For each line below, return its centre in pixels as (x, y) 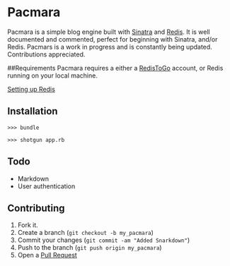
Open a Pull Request (47, 255)
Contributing (36, 208)
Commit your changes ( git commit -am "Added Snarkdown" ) (104, 240)
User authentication (46, 186)
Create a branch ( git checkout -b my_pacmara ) (86, 233)
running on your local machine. (52, 75)
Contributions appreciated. (46, 54)
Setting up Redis (31, 89)
